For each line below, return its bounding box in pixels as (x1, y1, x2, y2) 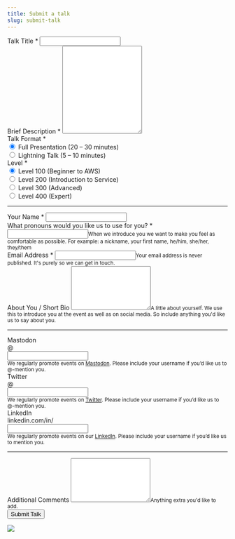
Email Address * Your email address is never (7, 251, 203, 259)
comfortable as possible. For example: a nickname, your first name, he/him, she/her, (7, 238, 210, 245)
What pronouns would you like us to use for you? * (7, 221, 153, 229)
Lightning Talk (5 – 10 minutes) (17, 151, 106, 159)
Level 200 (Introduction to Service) (17, 175, 119, 183)
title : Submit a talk (7, 10, 71, 18)
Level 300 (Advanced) (17, 183, 83, 192)
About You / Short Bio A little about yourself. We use (7, 303, 222, 312)
